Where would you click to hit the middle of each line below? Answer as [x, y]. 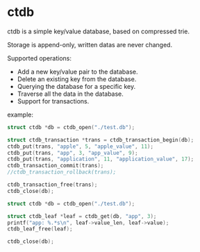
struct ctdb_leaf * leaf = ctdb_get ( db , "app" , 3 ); [82, 216]
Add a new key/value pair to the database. [77, 72]
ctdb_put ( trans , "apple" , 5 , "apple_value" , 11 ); [81, 146]
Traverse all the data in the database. [70, 94]
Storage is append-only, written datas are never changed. [90, 44]
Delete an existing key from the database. [77, 79]
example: [20, 115]
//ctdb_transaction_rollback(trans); [62, 172]
